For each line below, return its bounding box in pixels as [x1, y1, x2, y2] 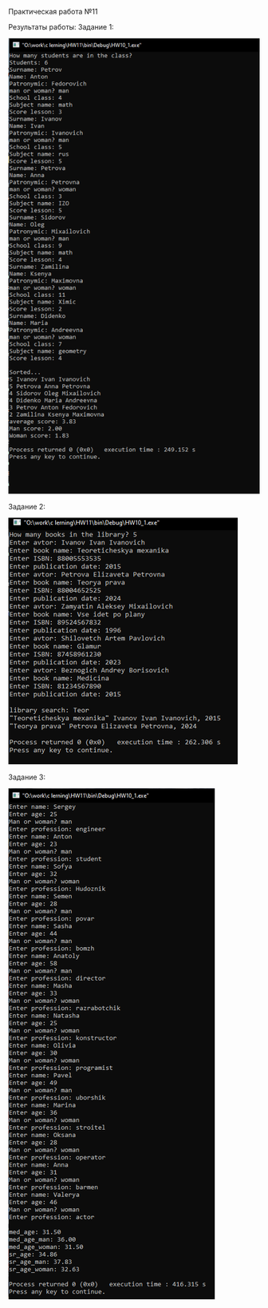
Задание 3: [8, 772, 46, 782]
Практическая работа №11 [8, 7, 98, 16]
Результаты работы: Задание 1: [8, 22, 114, 31]
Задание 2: [8, 502, 46, 512]
